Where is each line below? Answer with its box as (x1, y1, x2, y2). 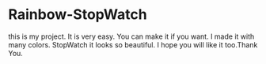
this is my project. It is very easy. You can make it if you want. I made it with (8, 32, 255, 41)
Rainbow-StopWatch (8, 6, 148, 24)
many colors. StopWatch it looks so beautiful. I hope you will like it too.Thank (8, 40, 258, 49)
